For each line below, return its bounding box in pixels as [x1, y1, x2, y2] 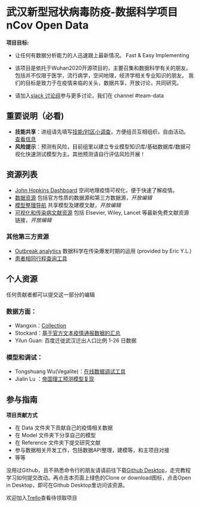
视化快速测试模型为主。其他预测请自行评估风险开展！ [14, 150, 146, 157]
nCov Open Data [6, 18, 89, 32]
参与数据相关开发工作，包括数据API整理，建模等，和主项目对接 [14, 447, 170, 454]
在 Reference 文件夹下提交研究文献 [14, 439, 101, 446]
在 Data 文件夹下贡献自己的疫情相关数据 [14, 424, 113, 431]
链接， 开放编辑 [14, 216, 52, 224]
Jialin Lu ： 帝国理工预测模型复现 [14, 375, 95, 382]
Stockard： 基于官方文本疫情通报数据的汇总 [14, 329, 121, 336]
